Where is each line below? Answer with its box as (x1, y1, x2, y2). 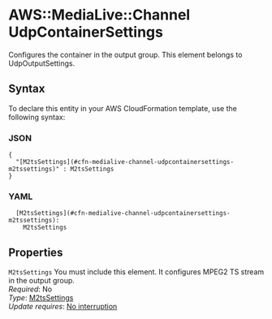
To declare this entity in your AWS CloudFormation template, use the (8, 103, 237, 113)
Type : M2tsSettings (8, 293, 74, 303)
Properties (8, 245, 63, 259)
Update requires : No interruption (8, 302, 118, 312)
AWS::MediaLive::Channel (8, 6, 191, 24)
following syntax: (8, 112, 66, 122)
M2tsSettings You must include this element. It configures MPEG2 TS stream (8, 267, 265, 277)
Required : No (8, 284, 53, 294)
